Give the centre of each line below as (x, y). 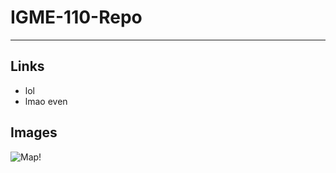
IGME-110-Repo (76, 17)
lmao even (46, 101)
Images (34, 132)
